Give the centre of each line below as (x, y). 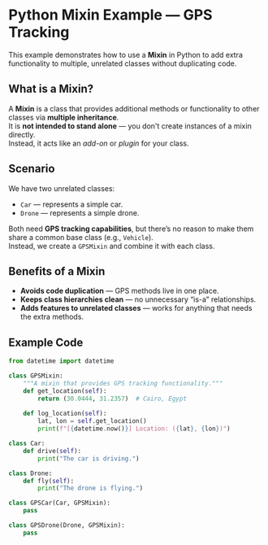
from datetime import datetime (61, 361)
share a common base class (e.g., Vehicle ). (81, 237)
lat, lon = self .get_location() (93, 421)
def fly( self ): (49, 481)
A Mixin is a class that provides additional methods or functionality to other (134, 108)
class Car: (27, 444)
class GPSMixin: (36, 376)
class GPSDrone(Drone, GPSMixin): (67, 525)
